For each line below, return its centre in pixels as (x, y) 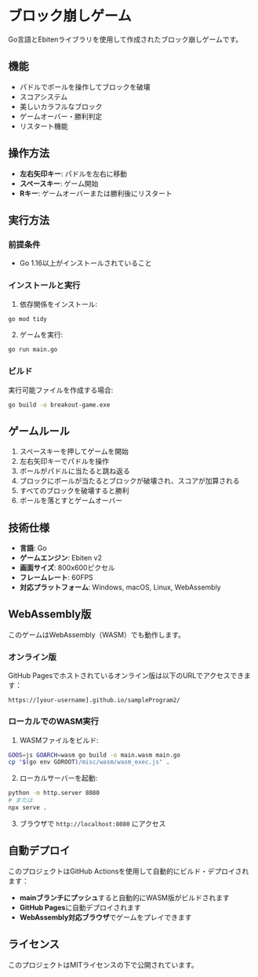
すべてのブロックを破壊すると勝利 (74, 490)
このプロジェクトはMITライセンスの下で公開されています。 (103, 964)
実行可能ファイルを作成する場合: (61, 390)
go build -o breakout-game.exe (59, 405)
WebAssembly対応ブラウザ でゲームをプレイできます (105, 917)
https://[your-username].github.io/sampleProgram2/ (94, 700)
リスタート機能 (44, 126)
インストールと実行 (44, 286)
